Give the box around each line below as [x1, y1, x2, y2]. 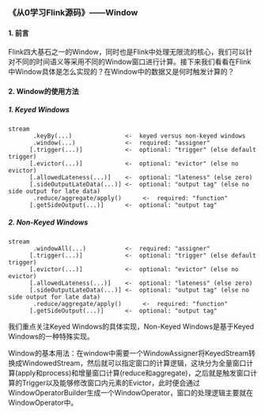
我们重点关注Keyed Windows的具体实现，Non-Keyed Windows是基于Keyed [8, 322, 255, 331]
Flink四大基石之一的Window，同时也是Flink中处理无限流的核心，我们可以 [8, 47, 246, 57]
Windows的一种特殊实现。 [8, 331, 95, 341]
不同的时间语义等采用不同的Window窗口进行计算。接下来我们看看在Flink [14, 57, 252, 66]
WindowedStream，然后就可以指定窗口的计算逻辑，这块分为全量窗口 [21, 358, 247, 368]
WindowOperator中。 [8, 398, 78, 407]
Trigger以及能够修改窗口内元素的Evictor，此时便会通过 [21, 378, 200, 387]
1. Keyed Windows [8, 105, 70, 115]
